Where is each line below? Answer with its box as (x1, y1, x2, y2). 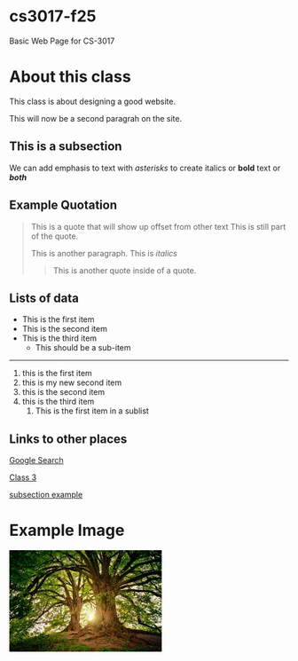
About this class (9, 67, 131, 87)
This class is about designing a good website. (9, 96, 176, 106)
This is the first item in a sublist (35, 405, 149, 416)
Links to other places (9, 431, 128, 446)
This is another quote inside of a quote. (52, 264, 197, 276)
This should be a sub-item (35, 342, 131, 353)
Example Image (9, 521, 125, 540)
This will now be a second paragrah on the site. (9, 113, 183, 123)
